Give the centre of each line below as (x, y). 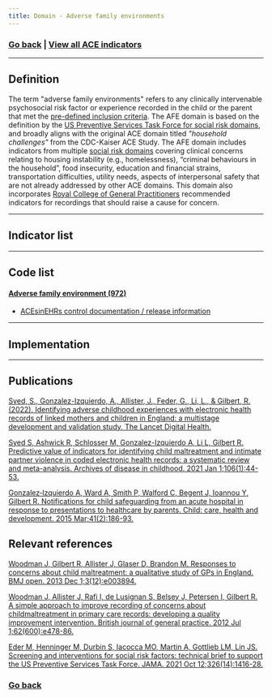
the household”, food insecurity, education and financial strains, (115, 168)
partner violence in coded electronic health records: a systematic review (129, 459)
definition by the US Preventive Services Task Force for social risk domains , (134, 125)
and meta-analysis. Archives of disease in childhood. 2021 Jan (113, 468)
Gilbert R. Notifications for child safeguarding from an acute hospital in (126, 501)
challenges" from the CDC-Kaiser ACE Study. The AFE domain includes (127, 142)
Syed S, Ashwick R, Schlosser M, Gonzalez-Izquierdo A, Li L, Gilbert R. (126, 442)
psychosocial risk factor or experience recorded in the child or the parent (130, 107)
